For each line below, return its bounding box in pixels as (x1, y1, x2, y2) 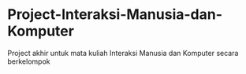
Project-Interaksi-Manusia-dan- (7, 6, 222, 24)
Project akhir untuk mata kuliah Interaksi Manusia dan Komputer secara (7, 48, 239, 57)
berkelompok (7, 57, 50, 66)
